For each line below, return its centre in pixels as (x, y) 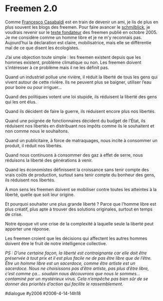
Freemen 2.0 (31, 9)
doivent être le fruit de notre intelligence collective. (56, 243)
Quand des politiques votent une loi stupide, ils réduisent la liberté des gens (81, 97)
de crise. (14, 214)
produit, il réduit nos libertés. (34, 145)
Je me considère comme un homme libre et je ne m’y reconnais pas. (73, 37)
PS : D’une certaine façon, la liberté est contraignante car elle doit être (76, 253)
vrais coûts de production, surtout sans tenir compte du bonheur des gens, (80, 175)
